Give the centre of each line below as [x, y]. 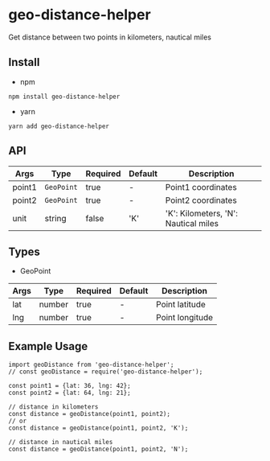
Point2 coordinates [201, 200]
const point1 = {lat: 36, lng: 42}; [70, 386]
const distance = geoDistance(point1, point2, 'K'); [98, 428]
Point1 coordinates [201, 187]
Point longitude [185, 318]
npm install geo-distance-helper [64, 97]
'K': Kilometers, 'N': [202, 213]
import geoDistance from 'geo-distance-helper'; [91, 365]
